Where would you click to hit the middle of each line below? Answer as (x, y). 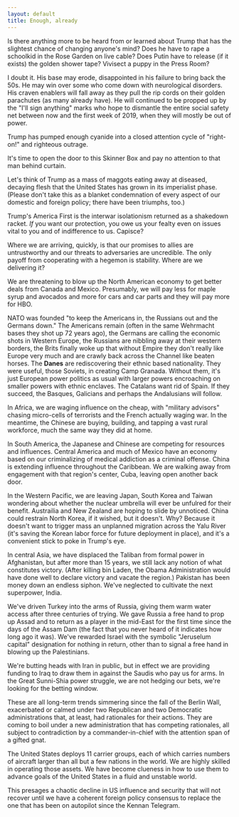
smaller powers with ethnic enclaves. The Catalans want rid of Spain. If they (118, 386)
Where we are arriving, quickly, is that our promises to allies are (101, 245)
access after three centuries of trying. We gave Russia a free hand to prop (116, 614)
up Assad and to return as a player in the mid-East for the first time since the (119, 621)
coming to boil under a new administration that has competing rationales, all (118, 724)
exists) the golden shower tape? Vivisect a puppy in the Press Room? (108, 63)
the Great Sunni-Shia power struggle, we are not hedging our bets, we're (114, 680)
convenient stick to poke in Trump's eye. (67, 541)
